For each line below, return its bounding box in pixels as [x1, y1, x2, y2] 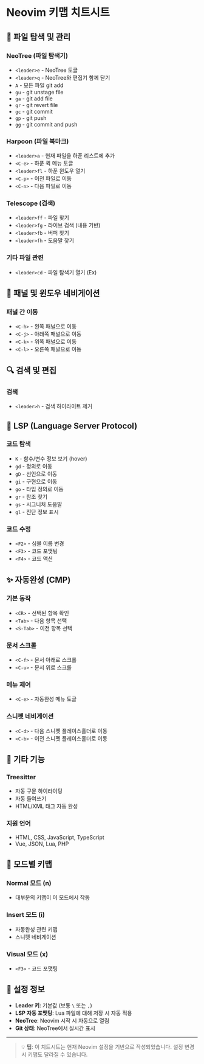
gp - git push [15, 114, 47, 122]
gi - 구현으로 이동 [15, 478, 58, 485]
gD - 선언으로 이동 [15, 470, 58, 478]
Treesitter [6, 773, 36, 782]
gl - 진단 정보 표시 [15, 508, 59, 515]
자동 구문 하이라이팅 [15, 787, 63, 795]
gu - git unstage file [15, 88, 64, 96]
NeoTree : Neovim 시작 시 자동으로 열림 [15, 1017, 109, 1024]
